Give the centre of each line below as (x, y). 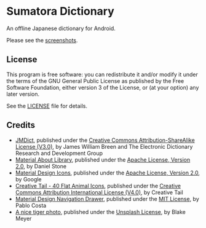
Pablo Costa (31, 205)
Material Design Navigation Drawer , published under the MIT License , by (107, 199)
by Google (28, 179)
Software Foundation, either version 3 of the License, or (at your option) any (103, 87)
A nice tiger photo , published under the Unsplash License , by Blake (100, 212)
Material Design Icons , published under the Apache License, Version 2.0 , (107, 173)
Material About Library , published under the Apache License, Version (103, 159)
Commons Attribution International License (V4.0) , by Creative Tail (99, 192)
